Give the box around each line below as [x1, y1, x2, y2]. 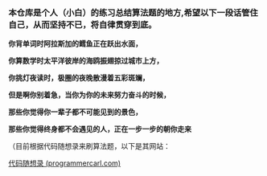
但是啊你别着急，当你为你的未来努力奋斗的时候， [8, 90, 170, 100]
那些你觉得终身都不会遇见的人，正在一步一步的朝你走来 [8, 125, 191, 134]
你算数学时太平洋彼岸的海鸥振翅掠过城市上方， [8, 56, 163, 66]
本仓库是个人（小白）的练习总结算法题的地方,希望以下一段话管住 [8, 6, 259, 18]
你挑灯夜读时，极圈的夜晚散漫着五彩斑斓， [8, 73, 150, 83]
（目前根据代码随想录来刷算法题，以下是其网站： [8, 141, 170, 151]
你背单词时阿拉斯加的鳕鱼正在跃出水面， [8, 39, 142, 49]
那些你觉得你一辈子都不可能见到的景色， [8, 107, 142, 117]
